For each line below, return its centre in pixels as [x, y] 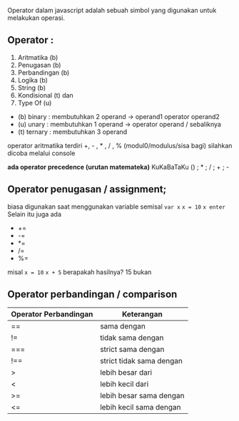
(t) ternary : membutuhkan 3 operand [72, 132]
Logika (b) [33, 80]
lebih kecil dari [124, 384]
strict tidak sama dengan [141, 361]
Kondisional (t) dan [45, 95]
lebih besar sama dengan [142, 396]
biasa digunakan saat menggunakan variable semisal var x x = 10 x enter [117, 207]
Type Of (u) [35, 103]
